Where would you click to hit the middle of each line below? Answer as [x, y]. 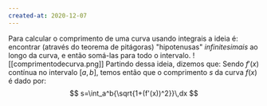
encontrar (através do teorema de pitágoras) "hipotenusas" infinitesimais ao [133, 47]
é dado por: [27, 80]
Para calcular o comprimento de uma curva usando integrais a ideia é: [123, 38]
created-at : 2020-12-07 [48, 16]
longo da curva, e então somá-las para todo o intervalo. [100, 55]
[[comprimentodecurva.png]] [56, 64]
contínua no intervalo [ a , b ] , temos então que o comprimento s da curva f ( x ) [133, 72]
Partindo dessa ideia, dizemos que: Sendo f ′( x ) [182, 64]
